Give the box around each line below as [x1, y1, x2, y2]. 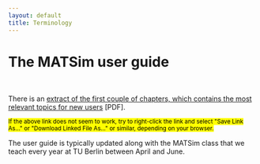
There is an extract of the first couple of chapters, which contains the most [8, 94, 252, 103]
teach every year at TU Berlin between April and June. [8, 147, 186, 156]
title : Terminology [8, 19, 73, 27]
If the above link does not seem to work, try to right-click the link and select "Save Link [8, 117, 243, 126]
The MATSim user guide [8, 53, 170, 71]
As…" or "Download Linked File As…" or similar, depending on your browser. [8, 125, 214, 132]
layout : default [8, 11, 62, 20]
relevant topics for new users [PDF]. [8, 102, 126, 112]
